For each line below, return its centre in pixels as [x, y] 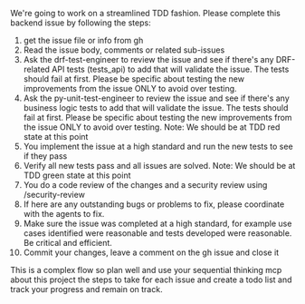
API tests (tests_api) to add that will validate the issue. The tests [171, 69]
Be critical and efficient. [67, 243]
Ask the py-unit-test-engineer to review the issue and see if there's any [157, 98]
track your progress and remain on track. [86, 289]
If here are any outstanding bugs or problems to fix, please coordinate [154, 204]
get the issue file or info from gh [83, 40]
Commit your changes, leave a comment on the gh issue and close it [151, 252]
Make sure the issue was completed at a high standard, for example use [157, 223]
